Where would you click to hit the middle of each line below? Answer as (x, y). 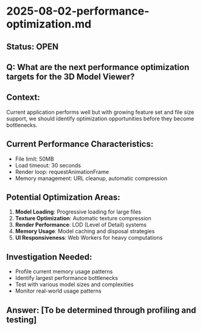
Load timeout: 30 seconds (48, 165)
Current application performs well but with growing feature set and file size (100, 112)
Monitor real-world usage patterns (58, 291)
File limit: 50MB (34, 159)
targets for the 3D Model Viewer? (71, 76)
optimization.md (49, 24)
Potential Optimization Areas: (63, 197)
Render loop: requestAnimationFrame (62, 172)
